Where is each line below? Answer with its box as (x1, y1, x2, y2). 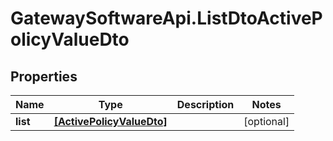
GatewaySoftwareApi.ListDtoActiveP (10, 7, 323, 30)
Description (176, 98, 235, 111)
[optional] (243, 115, 290, 128)
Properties (10, 68, 78, 85)
